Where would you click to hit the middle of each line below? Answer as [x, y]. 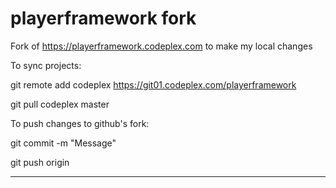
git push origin [40, 162]
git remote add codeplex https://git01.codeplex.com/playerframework [153, 84]
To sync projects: [46, 65]
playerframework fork [103, 18]
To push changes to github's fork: [80, 123]
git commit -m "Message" [63, 143]
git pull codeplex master [60, 104]
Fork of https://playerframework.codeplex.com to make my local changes [161, 46]
